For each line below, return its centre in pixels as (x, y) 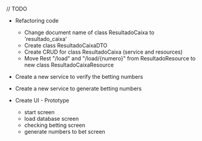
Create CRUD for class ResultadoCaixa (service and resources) (103, 52)
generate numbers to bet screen (64, 132)
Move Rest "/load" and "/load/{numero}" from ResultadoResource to (110, 58)
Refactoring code (37, 20)
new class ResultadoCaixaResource (69, 65)
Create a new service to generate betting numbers (78, 89)
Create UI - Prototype (42, 100)
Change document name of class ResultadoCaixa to (89, 32)
